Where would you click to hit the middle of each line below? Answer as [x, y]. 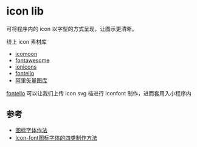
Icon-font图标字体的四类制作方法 [56, 137]
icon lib [25, 11]
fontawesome [32, 60]
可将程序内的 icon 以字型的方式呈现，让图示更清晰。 [72, 29]
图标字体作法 [31, 130]
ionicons [26, 67]
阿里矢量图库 [31, 80]
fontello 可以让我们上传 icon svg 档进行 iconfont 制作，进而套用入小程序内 [99, 93]
